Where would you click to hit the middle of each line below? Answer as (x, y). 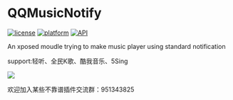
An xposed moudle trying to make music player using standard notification (116, 46)
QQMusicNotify (55, 13)
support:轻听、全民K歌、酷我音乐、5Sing (68, 61)
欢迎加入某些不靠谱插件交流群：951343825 (71, 89)
